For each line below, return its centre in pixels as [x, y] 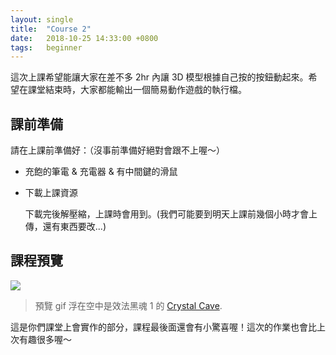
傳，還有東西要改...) [65, 227]
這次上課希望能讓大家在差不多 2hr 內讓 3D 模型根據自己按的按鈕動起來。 [159, 77]
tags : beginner [46, 47]
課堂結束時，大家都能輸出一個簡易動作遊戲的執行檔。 [137, 90]
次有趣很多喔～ [41, 339]
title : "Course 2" [51, 29]
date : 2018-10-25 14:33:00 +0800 [84, 38]
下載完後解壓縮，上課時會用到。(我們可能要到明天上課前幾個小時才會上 [171, 214]
